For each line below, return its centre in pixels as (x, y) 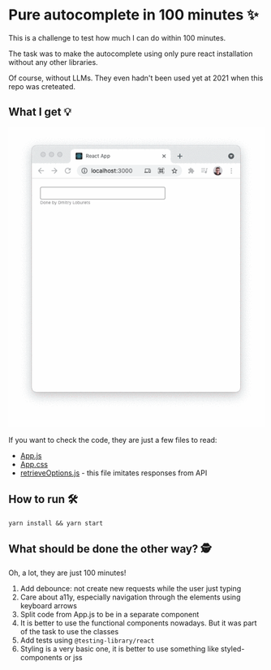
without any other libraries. (54, 62)
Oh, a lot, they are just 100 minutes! (67, 573)
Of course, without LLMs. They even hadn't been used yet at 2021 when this (136, 78)
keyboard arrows (48, 605)
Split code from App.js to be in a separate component (110, 614)
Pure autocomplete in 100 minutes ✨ (133, 15)
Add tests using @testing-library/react (87, 640)
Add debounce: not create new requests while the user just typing (131, 588)
